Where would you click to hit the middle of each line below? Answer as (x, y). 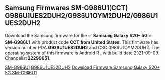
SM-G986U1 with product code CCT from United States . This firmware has (82, 42)
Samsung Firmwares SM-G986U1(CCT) (67, 8)
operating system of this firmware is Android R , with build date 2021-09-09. (82, 53)
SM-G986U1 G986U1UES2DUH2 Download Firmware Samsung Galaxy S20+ (82, 67)
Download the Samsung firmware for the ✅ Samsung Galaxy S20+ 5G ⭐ (79, 35)
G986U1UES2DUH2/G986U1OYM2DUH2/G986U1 (82, 16)
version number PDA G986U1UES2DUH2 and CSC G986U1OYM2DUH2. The (82, 47)
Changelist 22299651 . (28, 58)
